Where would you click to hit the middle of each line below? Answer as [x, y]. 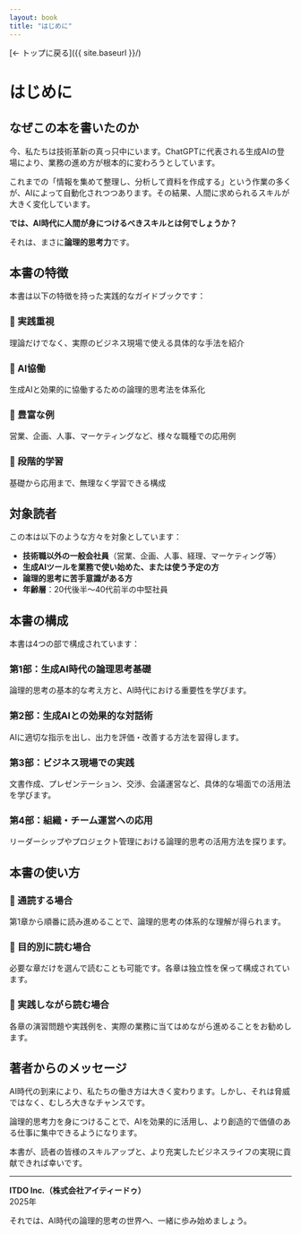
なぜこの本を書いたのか [74, 128]
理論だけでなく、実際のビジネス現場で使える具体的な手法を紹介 [127, 342]
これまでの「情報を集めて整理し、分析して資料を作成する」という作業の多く [150, 181]
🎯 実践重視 [32, 322]
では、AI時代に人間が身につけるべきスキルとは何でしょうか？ [123, 223]
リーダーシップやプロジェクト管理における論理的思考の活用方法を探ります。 [150, 841]
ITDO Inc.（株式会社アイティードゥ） [77, 1191]
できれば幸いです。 [52, 1163]
